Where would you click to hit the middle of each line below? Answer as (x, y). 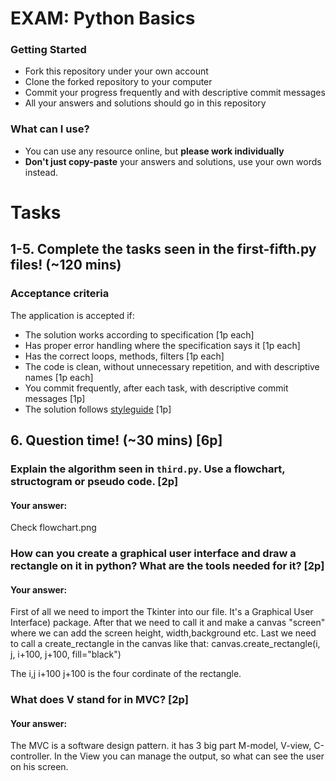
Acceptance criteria (60, 294)
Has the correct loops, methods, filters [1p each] (124, 356)
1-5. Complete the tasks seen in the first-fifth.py (163, 249)
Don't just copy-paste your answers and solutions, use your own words (173, 161)
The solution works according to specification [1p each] (139, 334)
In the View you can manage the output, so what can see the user (189, 756)
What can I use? (50, 129)
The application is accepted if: (72, 315)
